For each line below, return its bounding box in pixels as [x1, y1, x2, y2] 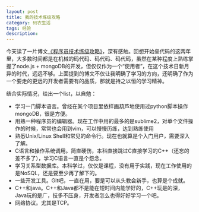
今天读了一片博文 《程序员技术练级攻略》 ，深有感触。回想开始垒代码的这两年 [6, 48, 191, 55]
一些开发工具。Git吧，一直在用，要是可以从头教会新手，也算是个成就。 [14, 177, 189, 184]
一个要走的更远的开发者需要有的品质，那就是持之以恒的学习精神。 [6, 78, 168, 85]
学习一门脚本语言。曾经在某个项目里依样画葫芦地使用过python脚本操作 [14, 103, 188, 110]
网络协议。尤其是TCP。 [14, 200, 72, 207]
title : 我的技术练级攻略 [6, 14, 61, 20]
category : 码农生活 [6, 20, 51, 26]
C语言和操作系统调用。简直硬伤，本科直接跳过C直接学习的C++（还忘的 [14, 147, 190, 154]
